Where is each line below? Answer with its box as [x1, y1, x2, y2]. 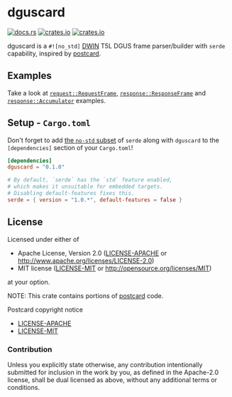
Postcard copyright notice [7, 305, 84, 314]
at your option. [7, 277, 50, 286]
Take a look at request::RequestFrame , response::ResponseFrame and [7, 88, 206, 97]
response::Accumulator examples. [7, 96, 106, 105]
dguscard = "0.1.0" [7, 164, 65, 171]
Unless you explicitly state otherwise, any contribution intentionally [7, 360, 203, 369]
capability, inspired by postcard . [7, 49, 101, 58]
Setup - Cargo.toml [7, 117, 91, 129]
